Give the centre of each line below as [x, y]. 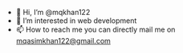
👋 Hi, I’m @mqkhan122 [53, 12]
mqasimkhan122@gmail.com [63, 41]
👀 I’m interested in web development [76, 21]
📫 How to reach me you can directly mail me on [96, 29]
